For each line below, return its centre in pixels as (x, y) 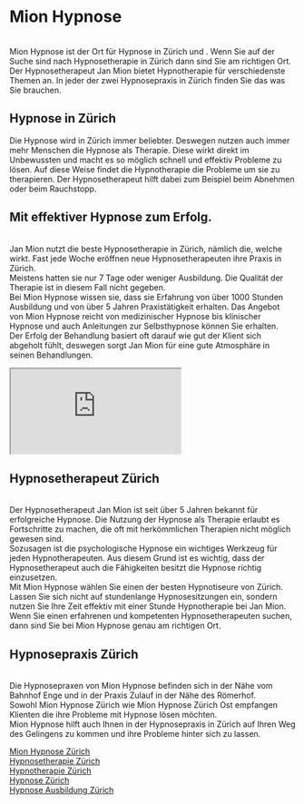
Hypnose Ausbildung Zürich (62, 790)
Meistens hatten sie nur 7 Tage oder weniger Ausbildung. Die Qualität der (147, 278)
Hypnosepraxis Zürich (74, 654)
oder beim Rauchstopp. (53, 189)
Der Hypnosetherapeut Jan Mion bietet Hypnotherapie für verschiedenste (147, 71)
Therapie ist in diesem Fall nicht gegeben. (88, 287)
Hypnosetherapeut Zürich (85, 478)
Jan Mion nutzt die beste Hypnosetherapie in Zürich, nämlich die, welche (146, 249)
